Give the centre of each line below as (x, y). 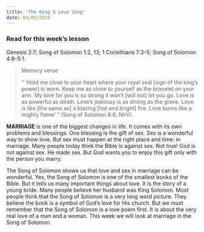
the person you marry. (34, 158)
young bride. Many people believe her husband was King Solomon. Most (97, 190)
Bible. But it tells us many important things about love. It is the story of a (97, 183)
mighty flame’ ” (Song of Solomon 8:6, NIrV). (77, 114)
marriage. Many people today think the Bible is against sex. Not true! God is (101, 146)
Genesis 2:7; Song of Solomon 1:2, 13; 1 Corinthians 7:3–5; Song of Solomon (101, 52)
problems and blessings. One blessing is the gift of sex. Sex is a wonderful (100, 133)
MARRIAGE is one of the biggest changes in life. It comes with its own (94, 126)
